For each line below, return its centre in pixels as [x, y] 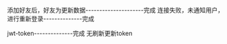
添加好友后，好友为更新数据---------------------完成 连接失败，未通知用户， [116, 10]
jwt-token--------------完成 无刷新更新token [70, 33]
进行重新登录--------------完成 [51, 19]
